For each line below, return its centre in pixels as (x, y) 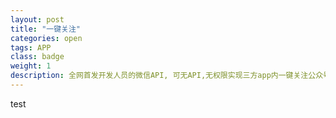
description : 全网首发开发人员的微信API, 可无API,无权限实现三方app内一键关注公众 (167, 76)
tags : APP (31, 47)
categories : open (46, 38)
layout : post (37, 19)
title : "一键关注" (46, 29)
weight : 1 (31, 66)
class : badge (37, 57)
